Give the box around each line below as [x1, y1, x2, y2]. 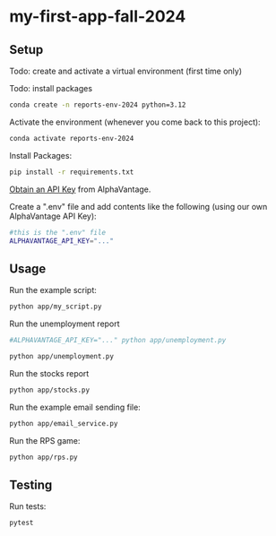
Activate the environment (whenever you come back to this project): [9, 117, 262, 127]
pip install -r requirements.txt [9, 168, 134, 177]
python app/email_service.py [9, 419, 118, 428]
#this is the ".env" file [9, 228, 106, 237]
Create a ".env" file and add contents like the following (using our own [9, 201, 268, 212]
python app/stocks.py [9, 385, 91, 394]
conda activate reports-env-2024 [9, 134, 134, 143]
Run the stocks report [9, 367, 90, 378]
